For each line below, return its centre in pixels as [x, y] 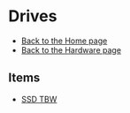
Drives [33, 16]
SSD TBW [39, 99]
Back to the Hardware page [71, 49]
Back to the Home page [64, 41]
